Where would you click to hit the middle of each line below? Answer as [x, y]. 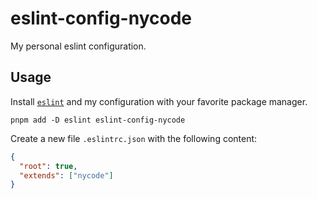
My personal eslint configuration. [78, 46]
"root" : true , [48, 166]
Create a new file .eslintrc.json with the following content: [134, 138]
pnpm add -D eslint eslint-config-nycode [98, 120]
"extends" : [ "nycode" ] [66, 175]
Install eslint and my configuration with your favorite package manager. [159, 101]
